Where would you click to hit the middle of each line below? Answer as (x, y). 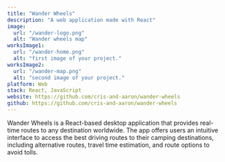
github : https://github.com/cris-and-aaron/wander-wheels (92, 103)
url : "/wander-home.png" (49, 52)
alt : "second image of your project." (69, 78)
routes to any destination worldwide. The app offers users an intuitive (120, 130)
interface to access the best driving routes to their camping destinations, (110, 137)
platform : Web (28, 84)
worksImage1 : (26, 45)
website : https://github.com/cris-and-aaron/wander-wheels (94, 97)
